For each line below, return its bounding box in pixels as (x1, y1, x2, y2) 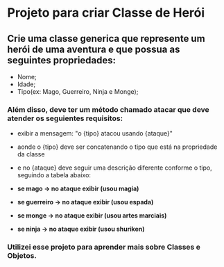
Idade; (17, 80, 36, 88)
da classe (17, 150, 45, 159)
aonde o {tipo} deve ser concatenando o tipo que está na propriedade (17, 143, 218, 151)
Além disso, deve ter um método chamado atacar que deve (7, 104, 209, 114)
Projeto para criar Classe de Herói (7, 5, 205, 21)
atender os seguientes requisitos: (7, 113, 123, 123)
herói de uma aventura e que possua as (7, 43, 180, 55)
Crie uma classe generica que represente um (7, 33, 206, 44)
